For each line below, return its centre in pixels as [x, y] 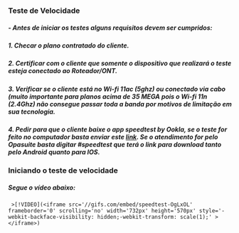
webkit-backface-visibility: [51, 217]
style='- [212, 211]
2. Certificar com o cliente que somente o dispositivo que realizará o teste [120, 63]
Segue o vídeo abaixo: [42, 188]
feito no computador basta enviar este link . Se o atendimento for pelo [113, 137]
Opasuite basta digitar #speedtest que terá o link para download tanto [115, 145]
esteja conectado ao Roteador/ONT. [63, 71]
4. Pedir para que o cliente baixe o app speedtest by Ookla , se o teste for [118, 129]
